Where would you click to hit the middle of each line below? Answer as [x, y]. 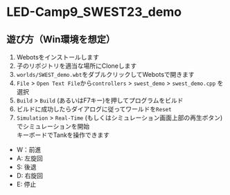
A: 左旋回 [29, 158]
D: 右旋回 [29, 176]
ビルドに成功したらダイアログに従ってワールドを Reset [94, 109]
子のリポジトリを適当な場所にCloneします [77, 66]
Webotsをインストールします [58, 57]
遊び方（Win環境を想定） [61, 39]
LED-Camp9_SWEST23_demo [94, 12]
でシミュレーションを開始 [53, 126]
